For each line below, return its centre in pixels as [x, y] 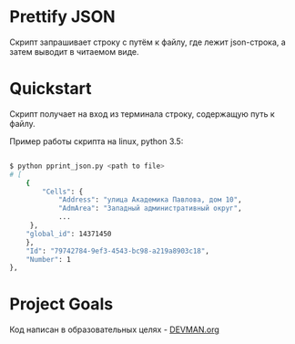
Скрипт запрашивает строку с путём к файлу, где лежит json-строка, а [148, 42]
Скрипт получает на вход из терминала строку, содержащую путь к [142, 114]
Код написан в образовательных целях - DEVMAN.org [115, 329]
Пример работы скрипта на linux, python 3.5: [97, 141]
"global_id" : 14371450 [69, 234]
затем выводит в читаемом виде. [74, 51]
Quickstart [51, 89]
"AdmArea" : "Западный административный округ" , [150, 208]
